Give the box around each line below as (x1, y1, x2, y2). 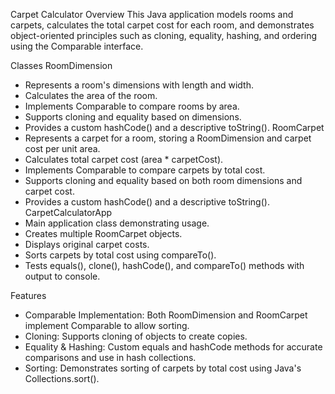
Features (10, 290, 47, 301)
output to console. (24, 270, 101, 282)
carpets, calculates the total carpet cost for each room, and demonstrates (10, 19, 315, 31)
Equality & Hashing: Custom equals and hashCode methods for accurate (24, 341, 323, 353)
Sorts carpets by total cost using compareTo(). (24, 249, 217, 261)
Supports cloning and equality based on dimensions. (24, 111, 242, 123)
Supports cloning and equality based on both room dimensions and (24, 175, 303, 186)
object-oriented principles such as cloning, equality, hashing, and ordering (10, 30, 318, 41)
